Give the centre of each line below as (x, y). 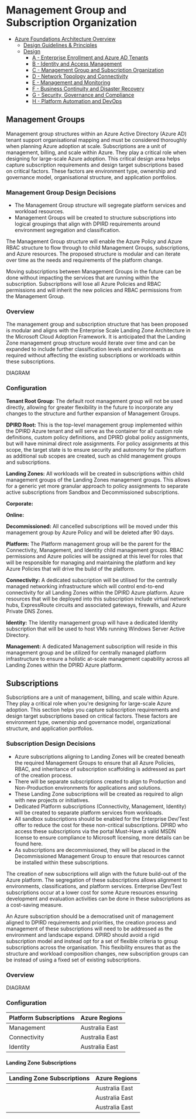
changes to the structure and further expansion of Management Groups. (93, 413)
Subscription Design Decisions (51, 743)
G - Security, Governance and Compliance (83, 95)
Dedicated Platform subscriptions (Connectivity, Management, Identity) (100, 806)
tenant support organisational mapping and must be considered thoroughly (97, 140)
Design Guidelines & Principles (60, 45)
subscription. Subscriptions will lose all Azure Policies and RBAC (84, 284)
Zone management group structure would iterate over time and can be (91, 343)
